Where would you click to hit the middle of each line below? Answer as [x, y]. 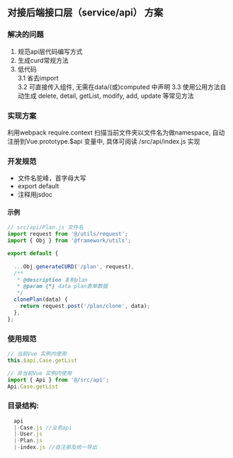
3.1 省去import [38, 78]
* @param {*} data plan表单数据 [62, 286]
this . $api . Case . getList [42, 360]
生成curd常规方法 [43, 60]
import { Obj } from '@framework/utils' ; [69, 241]
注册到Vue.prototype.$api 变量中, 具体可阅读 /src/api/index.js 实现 [104, 141]
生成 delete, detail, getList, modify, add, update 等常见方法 [109, 96]
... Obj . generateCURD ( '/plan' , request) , [74, 267]
